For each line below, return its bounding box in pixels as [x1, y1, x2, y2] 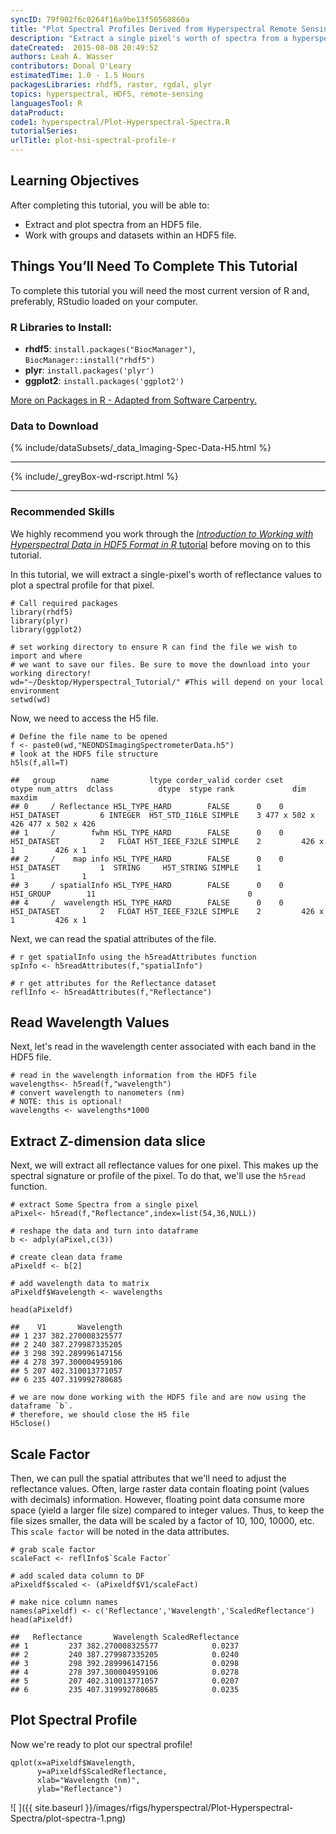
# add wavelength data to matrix [10, 1279, 150, 1289]
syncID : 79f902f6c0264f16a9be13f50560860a [10, 14, 190, 25]
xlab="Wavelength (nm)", [36, 1775, 141, 1785]
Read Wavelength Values [10, 1014, 170, 1031]
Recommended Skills [10, 505, 115, 519]
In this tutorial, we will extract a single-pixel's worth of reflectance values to [10, 568, 322, 580]
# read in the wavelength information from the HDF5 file [10, 1071, 257, 1081]
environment [10, 686, 60, 696]
